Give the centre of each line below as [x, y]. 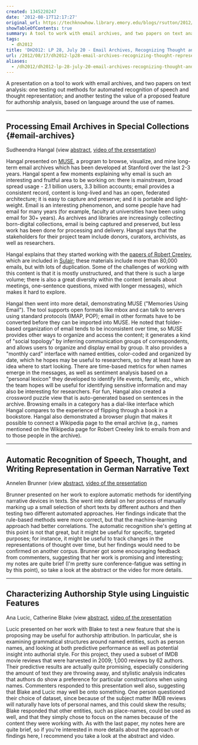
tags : [13, 39]
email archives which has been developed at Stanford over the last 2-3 [104, 168]
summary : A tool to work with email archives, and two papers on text [95, 34]
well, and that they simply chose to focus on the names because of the [92, 717]
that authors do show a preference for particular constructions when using [97, 679]
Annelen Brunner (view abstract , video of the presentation [77, 483]
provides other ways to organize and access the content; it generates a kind [98, 335]
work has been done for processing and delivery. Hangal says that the [91, 231]
